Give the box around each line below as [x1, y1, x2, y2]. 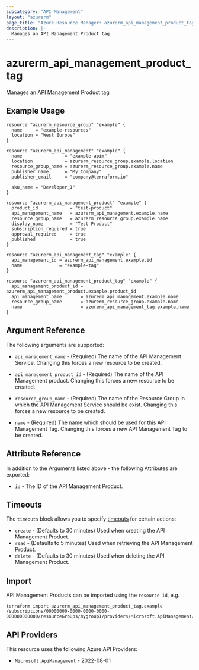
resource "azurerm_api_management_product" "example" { [6, 200, 147, 206]
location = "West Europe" [11, 132, 76, 138]
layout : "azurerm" [6, 14, 52, 20]
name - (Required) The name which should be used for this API [14, 419, 166, 426]
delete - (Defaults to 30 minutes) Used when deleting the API [14, 552, 165, 559]
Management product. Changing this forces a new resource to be [14, 377, 175, 384]
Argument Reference [6, 325, 85, 336]
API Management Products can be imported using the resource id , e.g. [6, 591, 180, 599]
